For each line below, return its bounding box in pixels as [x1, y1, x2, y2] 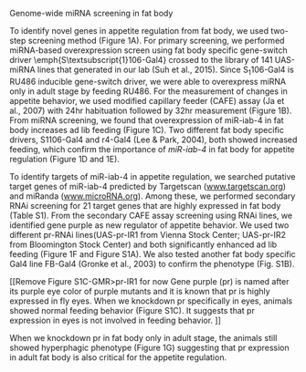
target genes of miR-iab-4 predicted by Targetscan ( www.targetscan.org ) [9, 181, 286, 191]
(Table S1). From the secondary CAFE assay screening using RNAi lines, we [9, 210, 293, 221]
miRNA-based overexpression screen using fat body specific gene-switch [9, 45, 288, 56]
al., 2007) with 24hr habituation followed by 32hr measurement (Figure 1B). [9, 105, 292, 116]
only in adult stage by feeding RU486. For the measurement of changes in [9, 86, 288, 97]
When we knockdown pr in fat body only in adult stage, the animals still [9, 332, 278, 343]
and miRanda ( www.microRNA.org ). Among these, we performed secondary [9, 191, 296, 201]
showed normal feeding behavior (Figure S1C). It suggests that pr [9, 305, 256, 315]
